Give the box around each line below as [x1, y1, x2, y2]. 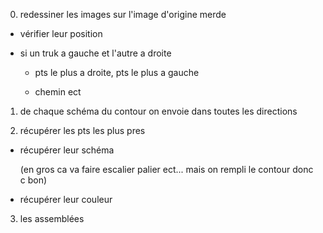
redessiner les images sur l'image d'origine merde [19, 9, 227, 20]
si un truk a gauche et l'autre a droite [19, 47, 172, 59]
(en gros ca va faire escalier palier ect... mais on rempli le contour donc [19, 164, 314, 175]
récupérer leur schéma [19, 144, 115, 156]
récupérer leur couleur [19, 194, 113, 205]
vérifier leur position [19, 28, 103, 39]
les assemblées [19, 213, 85, 224]
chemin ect [34, 86, 82, 98]
